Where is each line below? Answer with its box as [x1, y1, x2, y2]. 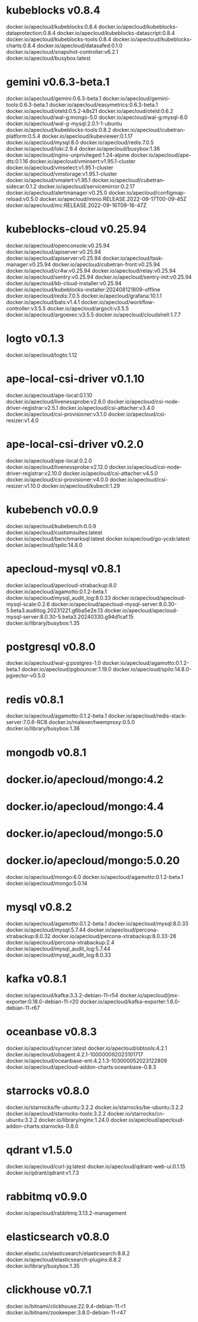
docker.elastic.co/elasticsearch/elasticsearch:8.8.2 [6, 1249, 130, 1257]
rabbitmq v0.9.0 [6, 1190, 87, 1203]
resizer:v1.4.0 [6, 416, 39, 424]
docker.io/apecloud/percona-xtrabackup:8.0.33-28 [52, 933, 176, 939]
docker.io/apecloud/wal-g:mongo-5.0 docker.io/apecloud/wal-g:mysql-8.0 [6, 114, 188, 121]
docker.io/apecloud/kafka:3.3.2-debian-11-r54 [6, 991, 119, 998]
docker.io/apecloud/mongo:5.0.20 [6, 854, 180, 867]
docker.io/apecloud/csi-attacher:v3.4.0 [59, 404, 155, 411]
